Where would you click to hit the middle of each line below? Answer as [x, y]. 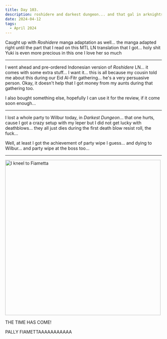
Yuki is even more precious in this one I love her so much [63, 53]
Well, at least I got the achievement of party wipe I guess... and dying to [79, 143]
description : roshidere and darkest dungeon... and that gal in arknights [84, 14]
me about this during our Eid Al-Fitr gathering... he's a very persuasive [77, 78]
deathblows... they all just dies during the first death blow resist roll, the [78, 128]
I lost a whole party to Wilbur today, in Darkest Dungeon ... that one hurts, [80, 118]
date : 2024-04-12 [23, 19]
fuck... [12, 133]
